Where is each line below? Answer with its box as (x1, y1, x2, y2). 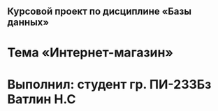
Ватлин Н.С (7, 91, 76, 107)
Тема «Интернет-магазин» (7, 45, 173, 60)
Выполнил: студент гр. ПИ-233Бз (7, 76, 212, 92)
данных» (7, 17, 50, 29)
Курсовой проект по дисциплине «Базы (7, 6, 192, 17)
